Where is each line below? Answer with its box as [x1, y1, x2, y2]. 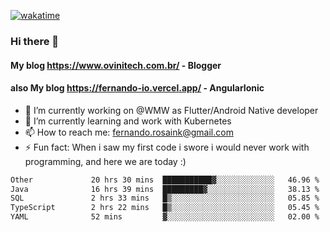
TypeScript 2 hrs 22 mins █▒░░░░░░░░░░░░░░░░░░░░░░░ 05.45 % [10, 203, 320, 213]
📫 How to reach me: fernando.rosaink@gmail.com [24, 126, 234, 138]
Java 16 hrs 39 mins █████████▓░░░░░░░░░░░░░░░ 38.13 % [10, 184, 320, 194]
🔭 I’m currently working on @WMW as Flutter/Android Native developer [24, 104, 319, 116]
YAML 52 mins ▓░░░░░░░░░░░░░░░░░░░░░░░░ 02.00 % [10, 212, 320, 222]
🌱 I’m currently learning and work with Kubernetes [24, 115, 232, 127]
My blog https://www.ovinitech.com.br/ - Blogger [10, 59, 222, 71]
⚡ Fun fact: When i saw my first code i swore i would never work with [24, 141, 310, 153]
